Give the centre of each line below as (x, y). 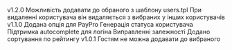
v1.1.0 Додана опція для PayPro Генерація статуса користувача (100, 24)
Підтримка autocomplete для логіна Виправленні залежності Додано (109, 32)
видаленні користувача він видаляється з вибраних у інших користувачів (116, 17)
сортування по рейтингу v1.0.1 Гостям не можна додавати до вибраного (114, 39)
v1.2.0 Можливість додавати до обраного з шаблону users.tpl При (105, 10)
